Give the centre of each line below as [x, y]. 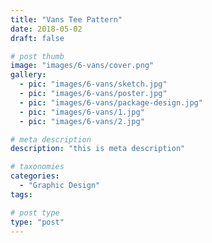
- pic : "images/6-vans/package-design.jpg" [111, 102]
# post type [35, 212]
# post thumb [37, 56]
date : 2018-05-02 [46, 29]
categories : [35, 176]
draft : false [37, 38]
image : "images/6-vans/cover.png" [82, 66]
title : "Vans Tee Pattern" [66, 19]
